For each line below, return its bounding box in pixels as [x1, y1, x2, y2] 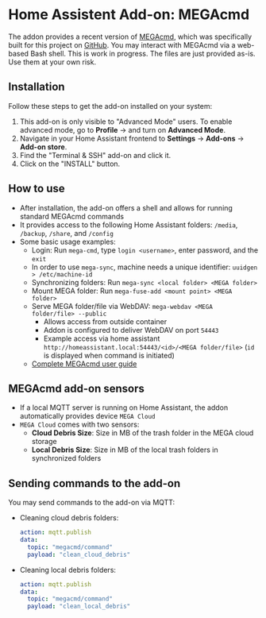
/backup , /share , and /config [19, 228, 114, 238]
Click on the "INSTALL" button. [19, 159, 121, 168]
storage [31, 437, 57, 446]
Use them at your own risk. [8, 57, 97, 67]
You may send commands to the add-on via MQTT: [8, 498, 175, 508]
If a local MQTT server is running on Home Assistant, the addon [19, 403, 229, 412]
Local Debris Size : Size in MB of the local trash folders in [31, 445, 218, 454]
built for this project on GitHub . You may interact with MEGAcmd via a [8, 40, 236, 49]
